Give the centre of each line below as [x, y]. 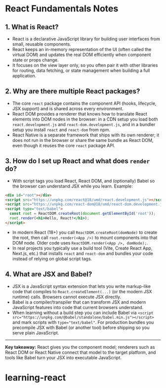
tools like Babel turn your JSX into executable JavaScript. [63, 357]
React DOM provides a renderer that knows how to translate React [80, 114]
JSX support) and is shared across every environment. [68, 108]
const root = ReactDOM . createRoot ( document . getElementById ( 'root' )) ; [83, 214]
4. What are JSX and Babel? [49, 274]
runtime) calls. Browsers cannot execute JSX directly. [67, 297]
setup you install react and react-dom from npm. [61, 129]
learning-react [36, 377]
